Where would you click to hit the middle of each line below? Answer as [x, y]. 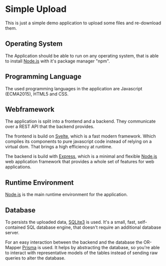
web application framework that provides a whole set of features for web [80, 162]
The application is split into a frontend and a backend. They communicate [81, 121]
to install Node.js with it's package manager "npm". [58, 61]
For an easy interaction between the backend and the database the [74, 242]
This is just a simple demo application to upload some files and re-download [83, 23]
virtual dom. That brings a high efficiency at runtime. [59, 147]
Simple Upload [36, 9]
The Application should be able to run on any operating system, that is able [82, 56]
